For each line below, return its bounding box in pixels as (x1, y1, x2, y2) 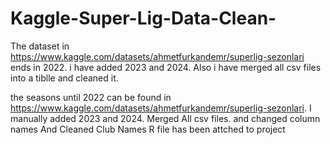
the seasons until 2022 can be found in (10, 91, 172, 103)
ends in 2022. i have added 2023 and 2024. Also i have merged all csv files (10, 61, 322, 73)
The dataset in (10, 40, 70, 52)
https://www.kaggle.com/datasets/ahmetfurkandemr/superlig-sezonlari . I (10, 102, 312, 114)
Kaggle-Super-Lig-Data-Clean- (10, 7, 277, 30)
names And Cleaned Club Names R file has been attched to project (10, 123, 286, 135)
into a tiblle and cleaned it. (10, 72, 119, 84)
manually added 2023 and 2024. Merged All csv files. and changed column (10, 112, 321, 124)
